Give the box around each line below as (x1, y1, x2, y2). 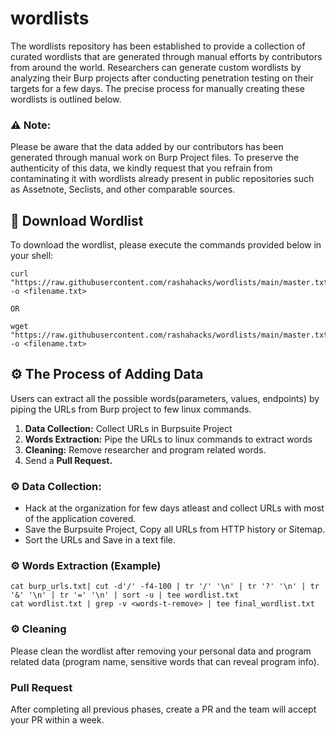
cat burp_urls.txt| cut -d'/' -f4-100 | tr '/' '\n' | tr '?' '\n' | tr (10, 582, 320, 592)
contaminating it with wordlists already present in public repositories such (10, 173, 315, 185)
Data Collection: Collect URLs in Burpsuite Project (24, 422, 233, 434)
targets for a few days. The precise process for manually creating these (10, 82, 305, 94)
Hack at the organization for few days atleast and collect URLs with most (24, 502, 325, 514)
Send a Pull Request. (24, 454, 113, 466)
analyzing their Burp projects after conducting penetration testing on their (10, 72, 314, 84)
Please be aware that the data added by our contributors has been (10, 141, 284, 153)
